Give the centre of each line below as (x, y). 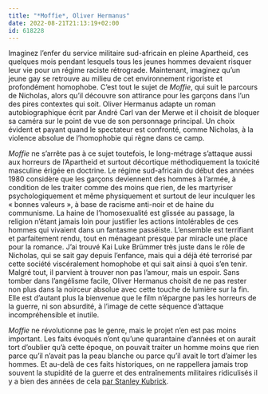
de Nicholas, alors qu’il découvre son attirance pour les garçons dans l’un (129, 96)
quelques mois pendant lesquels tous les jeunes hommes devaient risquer (130, 62)
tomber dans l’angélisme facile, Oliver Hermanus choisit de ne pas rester (128, 281)
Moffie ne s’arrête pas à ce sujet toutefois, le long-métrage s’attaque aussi (130, 153)
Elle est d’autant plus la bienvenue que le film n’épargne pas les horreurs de (132, 298)
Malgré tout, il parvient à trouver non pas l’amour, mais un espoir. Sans (124, 273)
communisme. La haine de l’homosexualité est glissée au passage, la (122, 213)
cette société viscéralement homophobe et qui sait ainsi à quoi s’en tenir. (128, 264)
